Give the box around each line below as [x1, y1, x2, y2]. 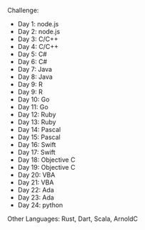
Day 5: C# [17, 50, 48, 58]
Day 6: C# [17, 57, 48, 66]
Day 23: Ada [17, 193, 55, 202]
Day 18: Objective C [17, 155, 76, 164]
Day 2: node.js [17, 28, 60, 35]
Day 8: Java [17, 72, 53, 81]
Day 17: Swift [17, 148, 55, 156]
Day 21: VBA [17, 178, 55, 187]
